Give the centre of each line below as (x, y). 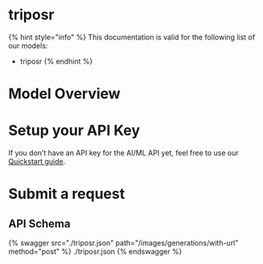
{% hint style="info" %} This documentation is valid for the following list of (132, 37)
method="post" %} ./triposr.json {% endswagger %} (95, 252)
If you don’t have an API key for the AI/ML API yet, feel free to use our (123, 153)
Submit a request (67, 194)
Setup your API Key (74, 131)
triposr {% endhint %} (56, 61)
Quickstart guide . (37, 162)
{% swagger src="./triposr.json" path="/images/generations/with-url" (123, 243)
